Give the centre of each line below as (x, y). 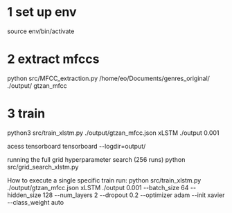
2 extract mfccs (53, 59)
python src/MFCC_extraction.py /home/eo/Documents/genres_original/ (108, 78)
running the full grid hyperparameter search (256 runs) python (96, 159)
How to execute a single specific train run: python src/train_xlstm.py (104, 180)
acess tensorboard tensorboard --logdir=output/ (77, 146)
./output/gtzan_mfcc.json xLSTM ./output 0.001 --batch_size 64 (98, 187)
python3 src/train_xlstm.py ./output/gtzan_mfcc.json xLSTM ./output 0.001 (113, 133)
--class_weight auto (36, 202)
